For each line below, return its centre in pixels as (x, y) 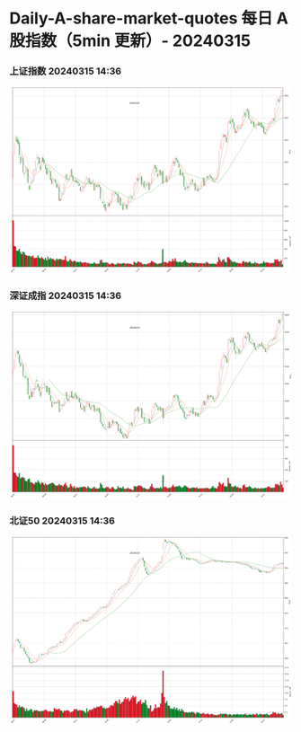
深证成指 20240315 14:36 (66, 295)
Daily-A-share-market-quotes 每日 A (149, 18)
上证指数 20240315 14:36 (66, 71)
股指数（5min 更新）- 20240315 (130, 41)
